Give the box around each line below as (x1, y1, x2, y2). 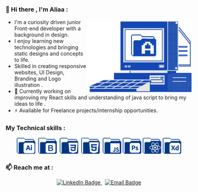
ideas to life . (14, 100, 46, 108)
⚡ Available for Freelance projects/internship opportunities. (14, 107, 158, 114)
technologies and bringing (14, 44, 78, 51)
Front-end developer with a (14, 25, 81, 32)
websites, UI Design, (14, 69, 65, 76)
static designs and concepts (14, 50, 84, 57)
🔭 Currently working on (14, 88, 71, 95)
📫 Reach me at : (5, 163, 54, 171)
